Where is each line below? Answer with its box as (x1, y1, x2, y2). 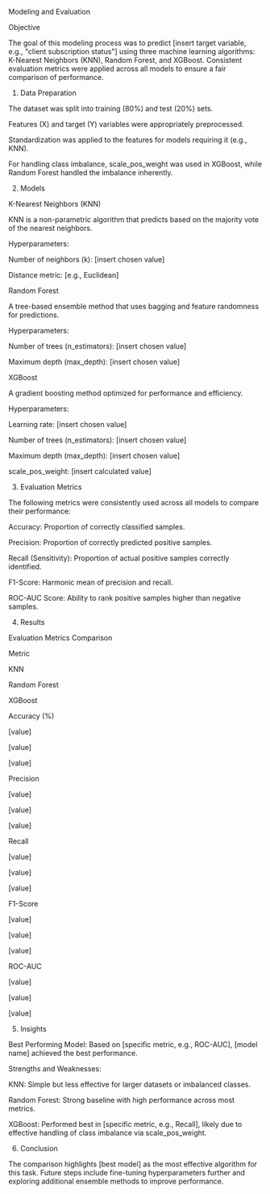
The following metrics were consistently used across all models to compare (8, 498, 260, 507)
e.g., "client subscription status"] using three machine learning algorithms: (8, 47, 255, 56)
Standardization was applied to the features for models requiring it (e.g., (8, 135, 247, 145)
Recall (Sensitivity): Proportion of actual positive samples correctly (8, 553, 230, 563)
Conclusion (19, 1144, 58, 1153)
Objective (8, 23, 40, 31)
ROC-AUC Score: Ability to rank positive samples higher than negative (8, 593, 242, 602)
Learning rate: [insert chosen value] (8, 420, 127, 429)
